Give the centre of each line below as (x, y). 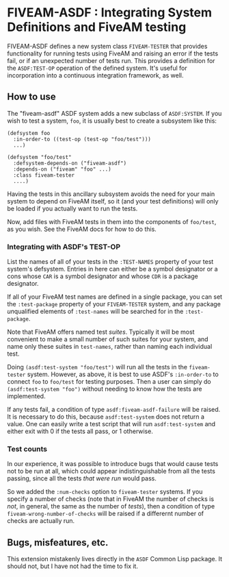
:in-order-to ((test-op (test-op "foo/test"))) (82, 139)
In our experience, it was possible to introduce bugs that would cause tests (113, 464)
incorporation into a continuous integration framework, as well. (95, 75)
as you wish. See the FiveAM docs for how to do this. (82, 229)
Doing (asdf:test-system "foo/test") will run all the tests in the (97, 367)
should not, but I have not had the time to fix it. (73, 566)
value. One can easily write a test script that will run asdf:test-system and (111, 424)
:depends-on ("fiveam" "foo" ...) (62, 169)
